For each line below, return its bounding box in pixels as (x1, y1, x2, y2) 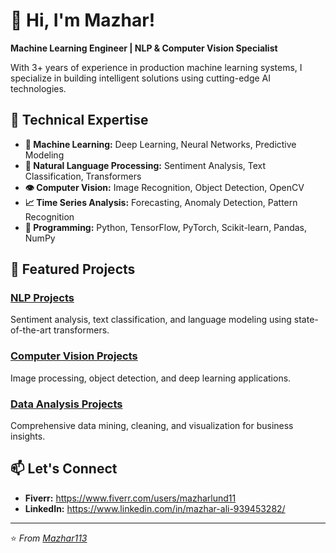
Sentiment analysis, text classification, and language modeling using (10, 314, 292, 326)
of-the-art (10, 324, 52, 336)
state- (293, 314, 319, 326)
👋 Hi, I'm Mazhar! (10, 9, 156, 32)
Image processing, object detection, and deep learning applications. (10, 372, 292, 384)
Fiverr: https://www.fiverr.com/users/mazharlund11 (24, 492, 237, 504)
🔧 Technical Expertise (10, 112, 149, 129)
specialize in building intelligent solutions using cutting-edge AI (10, 72, 271, 84)
